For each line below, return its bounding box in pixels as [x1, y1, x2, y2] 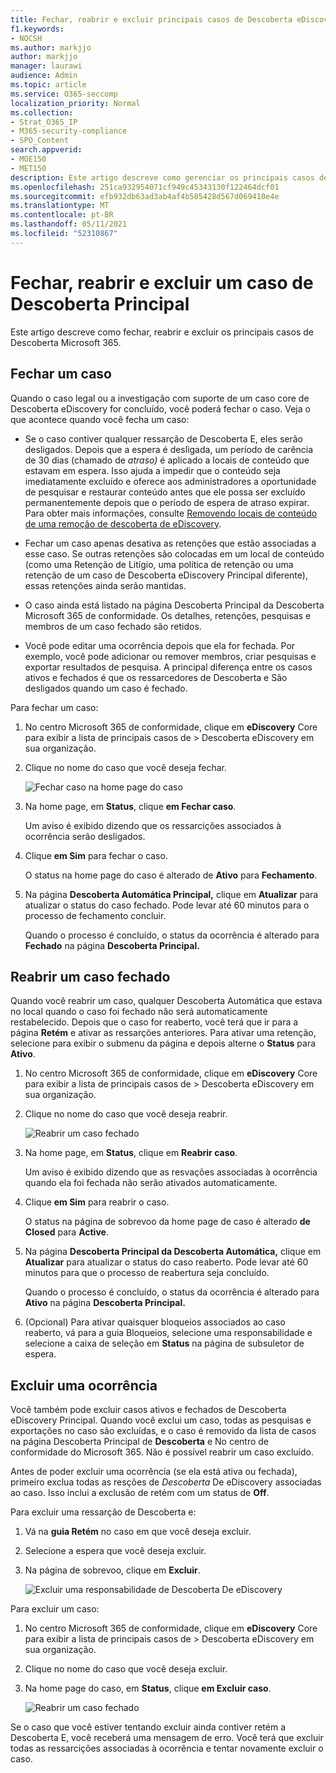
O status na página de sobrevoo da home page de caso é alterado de [24, 1216, 311, 1228]
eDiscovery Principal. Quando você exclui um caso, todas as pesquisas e [10, 1414, 312, 1426]
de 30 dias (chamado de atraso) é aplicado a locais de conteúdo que [24, 454, 310, 466]
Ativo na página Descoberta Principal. [24, 1297, 186, 1309]
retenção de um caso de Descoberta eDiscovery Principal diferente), [24, 569, 308, 581]
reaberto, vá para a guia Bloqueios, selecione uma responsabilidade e [24, 1327, 313, 1339]
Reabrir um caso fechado [10, 968, 171, 985]
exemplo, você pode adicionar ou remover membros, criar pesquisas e [24, 650, 317, 662]
